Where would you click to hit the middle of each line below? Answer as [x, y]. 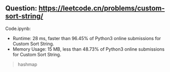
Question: [21, 8]
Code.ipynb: [18, 28]
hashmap [27, 64]
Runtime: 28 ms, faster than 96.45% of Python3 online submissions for [87, 38]
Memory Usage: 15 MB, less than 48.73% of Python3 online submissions [89, 49]
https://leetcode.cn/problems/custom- [101, 8]
